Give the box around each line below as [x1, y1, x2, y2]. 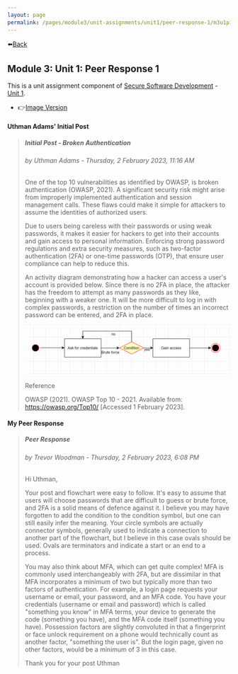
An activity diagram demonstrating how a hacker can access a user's [24, 273, 227, 282]
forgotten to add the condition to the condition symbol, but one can [24, 511, 221, 520]
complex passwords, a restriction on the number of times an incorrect [24, 303, 229, 312]
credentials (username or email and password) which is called [24, 600, 206, 609]
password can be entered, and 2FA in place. [24, 311, 154, 319]
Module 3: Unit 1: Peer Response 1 [7, 62, 159, 74]
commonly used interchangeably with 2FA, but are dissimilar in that [24, 570, 221, 578]
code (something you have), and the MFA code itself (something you [24, 615, 225, 624]
